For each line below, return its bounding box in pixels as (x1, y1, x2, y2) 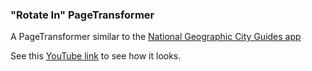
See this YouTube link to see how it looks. (10, 50, 182, 62)
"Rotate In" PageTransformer (10, 8, 155, 22)
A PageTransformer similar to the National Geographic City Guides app (10, 31, 302, 43)
